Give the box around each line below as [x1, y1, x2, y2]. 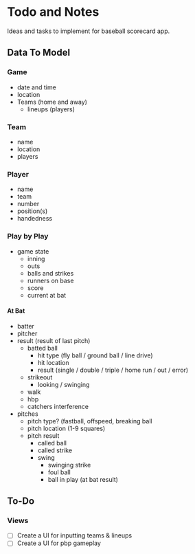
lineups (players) [27, 104, 76, 113]
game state [16, 247, 49, 255]
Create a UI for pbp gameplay [16, 539, 102, 547]
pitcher [16, 329, 38, 337]
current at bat [27, 291, 67, 299]
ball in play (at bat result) [47, 475, 119, 483]
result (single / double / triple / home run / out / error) [37, 366, 189, 374]
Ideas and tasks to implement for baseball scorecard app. [7, 27, 170, 35]
